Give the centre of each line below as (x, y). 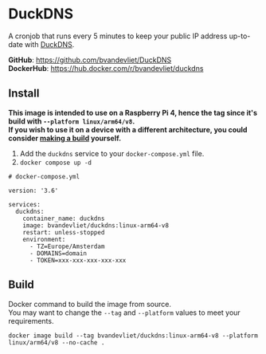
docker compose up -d (55, 163)
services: (25, 204)
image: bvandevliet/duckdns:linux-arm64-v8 (96, 225)
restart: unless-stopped (64, 232)
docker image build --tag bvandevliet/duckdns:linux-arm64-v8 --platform (133, 336)
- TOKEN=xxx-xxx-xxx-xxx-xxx (78, 260)
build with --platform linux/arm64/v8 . (72, 121)
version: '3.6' (33, 191)
